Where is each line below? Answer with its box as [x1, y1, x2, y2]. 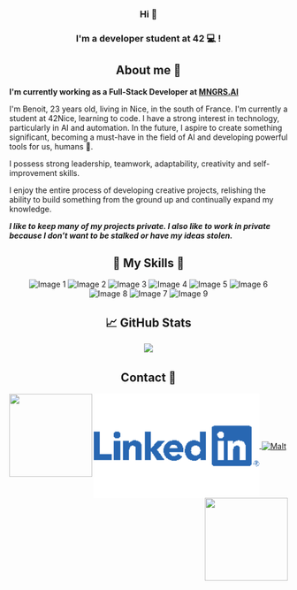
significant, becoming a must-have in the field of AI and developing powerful [9, 132, 288, 142]
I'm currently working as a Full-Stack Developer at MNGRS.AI [9, 86, 239, 96]
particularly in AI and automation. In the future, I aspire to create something [9, 122, 283, 133]
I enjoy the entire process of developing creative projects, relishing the [9, 185, 267, 195]
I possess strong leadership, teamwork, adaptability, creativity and [9, 158, 252, 169]
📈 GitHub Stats [105, 315, 192, 330]
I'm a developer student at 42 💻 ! [75, 32, 222, 44]
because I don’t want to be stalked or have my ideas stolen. [9, 230, 233, 241]
